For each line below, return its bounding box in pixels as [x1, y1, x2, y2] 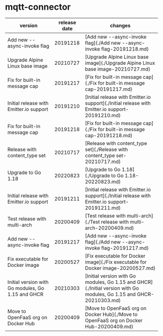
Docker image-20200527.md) [84, 264, 156, 271]
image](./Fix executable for [84, 259, 147, 265]
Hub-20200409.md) [84, 323, 133, 330]
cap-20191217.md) [84, 86, 132, 93]
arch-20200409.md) [84, 224, 134, 231]
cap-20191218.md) [84, 132, 132, 139]
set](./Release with [84, 146, 128, 152]
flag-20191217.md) [101, 244, 149, 251]
